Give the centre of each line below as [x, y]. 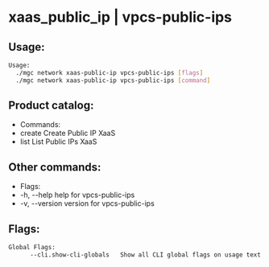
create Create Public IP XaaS [68, 133]
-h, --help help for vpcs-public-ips [77, 195]
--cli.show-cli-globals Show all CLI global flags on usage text [145, 255]
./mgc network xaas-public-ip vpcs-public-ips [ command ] [113, 80]
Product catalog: [51, 106]
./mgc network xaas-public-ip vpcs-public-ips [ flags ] [110, 72]
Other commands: [55, 167]
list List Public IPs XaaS [58, 142]
